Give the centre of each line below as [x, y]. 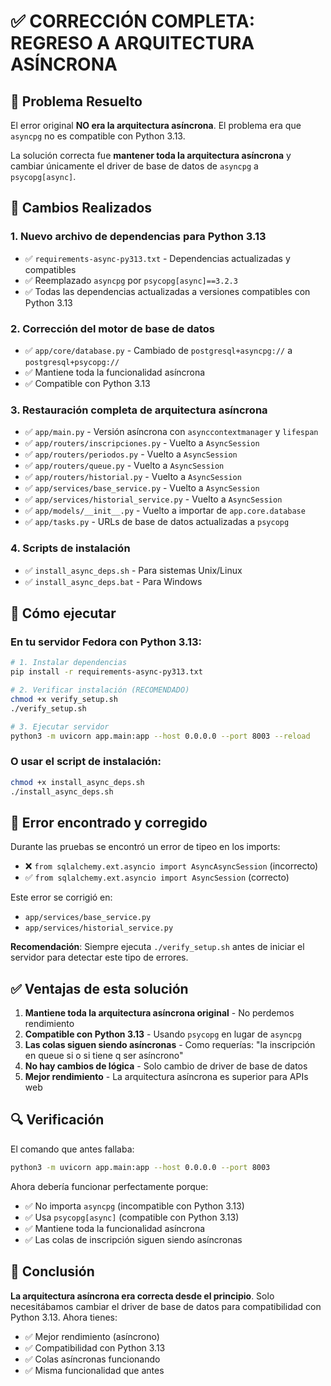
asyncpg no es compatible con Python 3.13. [98, 136]
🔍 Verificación [57, 1120]
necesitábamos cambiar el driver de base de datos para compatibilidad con [166, 1306]
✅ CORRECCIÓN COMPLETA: [133, 21]
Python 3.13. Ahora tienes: [64, 1317]
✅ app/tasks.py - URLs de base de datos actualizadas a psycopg [157, 522]
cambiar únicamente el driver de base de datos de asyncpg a [134, 166]
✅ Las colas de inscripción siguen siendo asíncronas [133, 1239]
